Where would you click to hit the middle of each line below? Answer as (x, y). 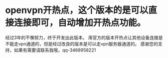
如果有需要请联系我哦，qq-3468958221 (55, 50)
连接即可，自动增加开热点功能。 (80, 23)
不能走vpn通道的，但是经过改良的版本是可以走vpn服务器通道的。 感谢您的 (82, 43)
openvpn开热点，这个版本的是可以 (77, 10)
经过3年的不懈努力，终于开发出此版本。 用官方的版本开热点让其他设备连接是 (84, 37)
